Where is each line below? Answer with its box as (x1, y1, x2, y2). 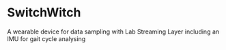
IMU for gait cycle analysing (7, 34, 86, 42)
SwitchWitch (7, 5, 81, 21)
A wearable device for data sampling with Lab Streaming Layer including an (7, 27, 220, 36)
